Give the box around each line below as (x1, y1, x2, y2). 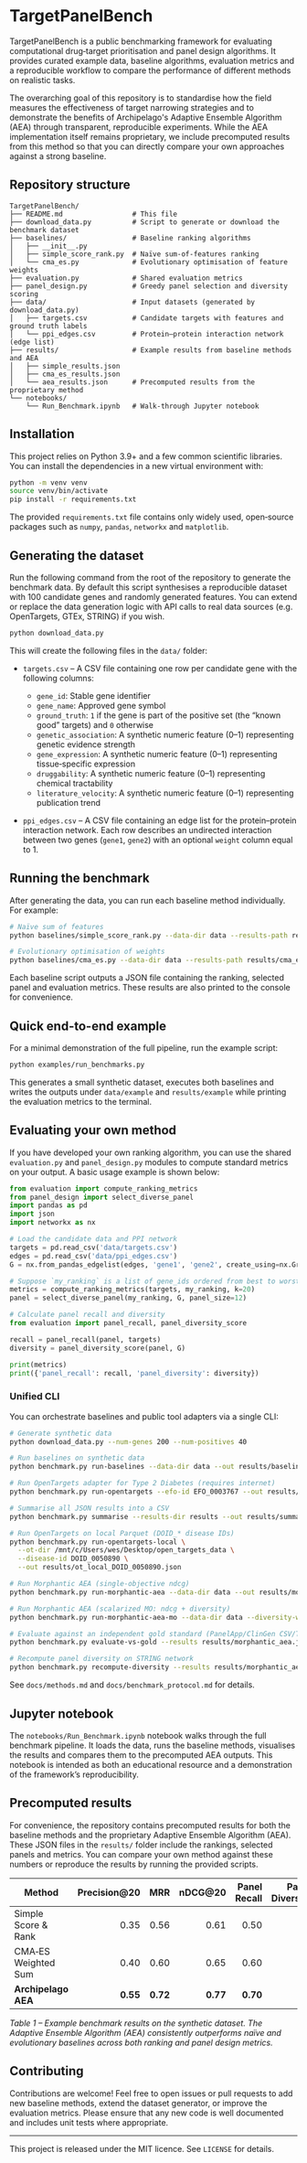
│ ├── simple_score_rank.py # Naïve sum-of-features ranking (9, 249, 259, 259)
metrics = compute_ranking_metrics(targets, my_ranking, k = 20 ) (9, 1285, 256, 1294)
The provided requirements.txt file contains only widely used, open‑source (9, 511, 294, 522)
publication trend (36, 797, 101, 808)
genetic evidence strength (36, 738, 135, 750)
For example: (9, 905, 59, 916)
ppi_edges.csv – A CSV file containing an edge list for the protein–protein (22, 815, 297, 826)
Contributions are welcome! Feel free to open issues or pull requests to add (9, 2087, 293, 2099)
